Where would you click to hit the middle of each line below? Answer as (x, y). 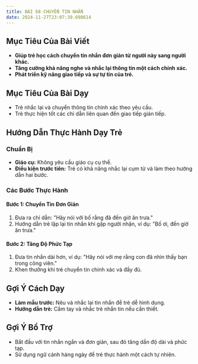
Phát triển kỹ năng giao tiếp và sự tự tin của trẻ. (74, 74)
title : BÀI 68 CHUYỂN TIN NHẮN (45, 12)
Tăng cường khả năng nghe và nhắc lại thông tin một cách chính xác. (101, 68)
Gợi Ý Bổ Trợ (30, 327)
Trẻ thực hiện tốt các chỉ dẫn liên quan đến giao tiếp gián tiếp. (90, 114)
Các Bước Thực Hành (37, 190)
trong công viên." (36, 263)
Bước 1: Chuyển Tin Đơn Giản (42, 204)
